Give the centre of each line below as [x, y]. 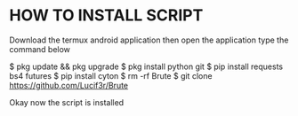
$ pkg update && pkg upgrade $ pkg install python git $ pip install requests [146, 66]
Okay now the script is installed [67, 102]
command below [40, 49]
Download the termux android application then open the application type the [149, 40]
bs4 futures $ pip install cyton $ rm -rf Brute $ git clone [111, 75]
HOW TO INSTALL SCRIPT [106, 15]
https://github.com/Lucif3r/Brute [69, 85]
